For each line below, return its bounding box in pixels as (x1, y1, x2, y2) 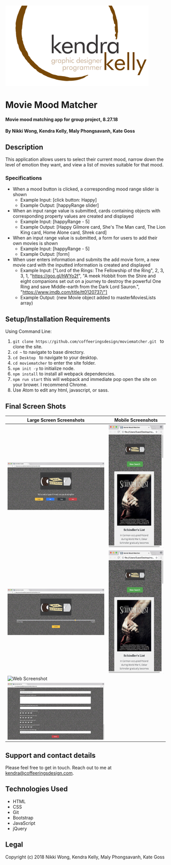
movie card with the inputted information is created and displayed (12, 262, 151, 268)
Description (5, 142, 43, 151)
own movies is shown (12, 241, 58, 247)
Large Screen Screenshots (27, 417, 85, 423)
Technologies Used (5, 785, 68, 794)
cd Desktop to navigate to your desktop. (12, 354, 98, 361)
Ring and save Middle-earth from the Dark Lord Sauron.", (20, 284, 140, 290)
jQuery (12, 825, 27, 831)
